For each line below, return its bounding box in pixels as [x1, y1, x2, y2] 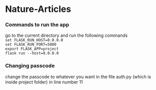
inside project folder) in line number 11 [5, 79, 83, 85]
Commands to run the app [5, 21, 70, 28]
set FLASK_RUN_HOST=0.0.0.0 [5, 38, 64, 43]
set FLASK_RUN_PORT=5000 [5, 42, 57, 47]
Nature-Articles [5, 3, 71, 15]
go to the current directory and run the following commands [5, 32, 128, 38]
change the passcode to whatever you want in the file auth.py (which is [5, 74, 152, 80]
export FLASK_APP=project [5, 46, 59, 52]
